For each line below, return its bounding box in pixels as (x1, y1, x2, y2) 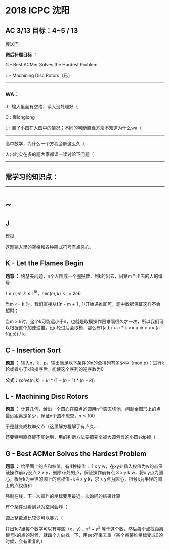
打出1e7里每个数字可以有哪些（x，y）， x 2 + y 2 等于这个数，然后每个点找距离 (5, 525, 164, 532)
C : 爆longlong (5, 114, 35, 120)
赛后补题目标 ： (5, 52, 38, 57)
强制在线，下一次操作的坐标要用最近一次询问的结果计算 (5, 493, 120, 499)
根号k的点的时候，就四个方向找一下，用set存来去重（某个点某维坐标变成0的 (5, 532, 163, 538)
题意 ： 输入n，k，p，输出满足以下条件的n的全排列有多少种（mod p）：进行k (5, 360, 164, 366)
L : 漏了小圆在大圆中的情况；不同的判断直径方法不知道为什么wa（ (5, 125, 142, 131)
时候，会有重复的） (5, 538, 46, 544)
